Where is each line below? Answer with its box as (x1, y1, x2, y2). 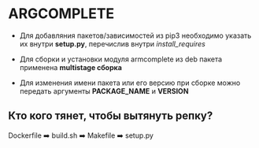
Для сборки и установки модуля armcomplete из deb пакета (19, 54, 223, 64)
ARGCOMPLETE (8, 5, 115, 23)
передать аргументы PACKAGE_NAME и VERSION (19, 86, 189, 95)
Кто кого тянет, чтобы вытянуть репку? (8, 109, 213, 123)
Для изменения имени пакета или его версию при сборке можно (19, 78, 241, 87)
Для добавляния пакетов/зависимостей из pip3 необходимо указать (19, 31, 252, 40)
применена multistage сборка (19, 62, 122, 72)
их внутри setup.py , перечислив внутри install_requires (19, 39, 206, 48)
